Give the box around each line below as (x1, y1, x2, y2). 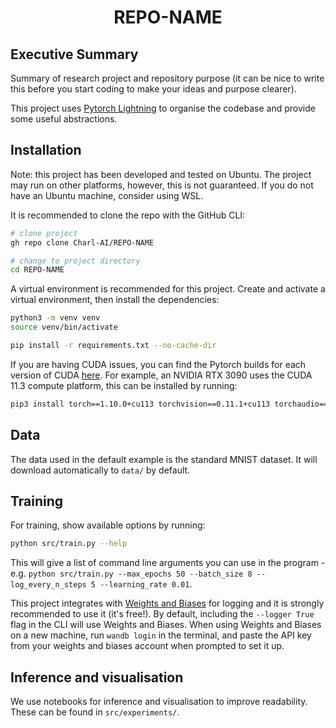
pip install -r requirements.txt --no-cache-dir (10, 341, 217, 351)
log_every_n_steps (10, 580, 87, 590)
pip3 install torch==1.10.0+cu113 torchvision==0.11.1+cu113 (10, 399, 271, 409)
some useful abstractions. (10, 113, 118, 125)
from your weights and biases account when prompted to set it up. (10, 640, 285, 652)
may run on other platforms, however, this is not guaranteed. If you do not (10, 179, 314, 191)
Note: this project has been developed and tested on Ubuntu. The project (10, 168, 312, 180)
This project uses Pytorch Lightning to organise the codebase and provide (10, 102, 316, 114)
